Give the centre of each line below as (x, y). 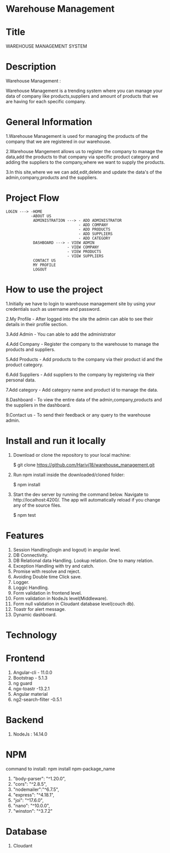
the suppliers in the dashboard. (38, 405)
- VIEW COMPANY (83, 247)
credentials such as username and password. (53, 309)
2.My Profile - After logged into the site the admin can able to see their (79, 319)
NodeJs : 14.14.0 (30, 734)
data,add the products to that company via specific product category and (82, 157)
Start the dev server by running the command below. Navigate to (81, 494)
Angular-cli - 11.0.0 (33, 672)
